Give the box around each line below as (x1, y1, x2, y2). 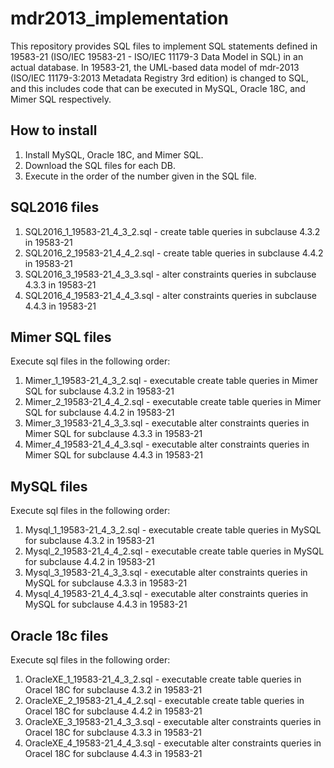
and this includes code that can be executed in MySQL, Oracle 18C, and (10, 82, 306, 94)
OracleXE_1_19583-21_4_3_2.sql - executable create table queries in (24, 673, 302, 685)
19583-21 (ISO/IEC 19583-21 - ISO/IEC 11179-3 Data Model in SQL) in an (10, 50, 304, 62)
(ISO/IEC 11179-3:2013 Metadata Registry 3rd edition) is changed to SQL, (10, 72, 309, 84)
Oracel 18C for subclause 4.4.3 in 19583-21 (24, 748, 203, 759)
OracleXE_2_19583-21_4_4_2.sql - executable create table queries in (24, 695, 305, 706)
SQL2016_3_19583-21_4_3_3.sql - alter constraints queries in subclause (24, 268, 317, 280)
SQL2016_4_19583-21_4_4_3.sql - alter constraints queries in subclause (24, 289, 317, 301)
